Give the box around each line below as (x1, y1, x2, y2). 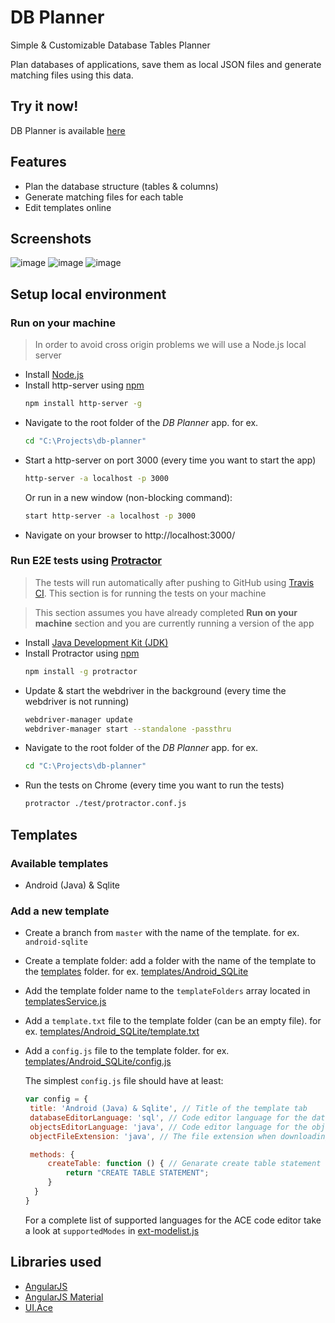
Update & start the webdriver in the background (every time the (24, 684, 287, 696)
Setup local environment (10, 286, 167, 303)
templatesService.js (24, 996, 107, 1008)
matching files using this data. (10, 69, 134, 81)
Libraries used (10, 1254, 102, 1271)
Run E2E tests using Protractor (10, 554, 162, 568)
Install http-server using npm (24, 379, 145, 391)
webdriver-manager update (24, 714, 133, 725)
